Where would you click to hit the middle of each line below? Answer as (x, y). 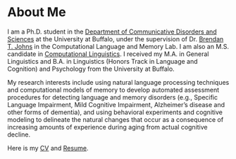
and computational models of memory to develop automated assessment (113, 90)
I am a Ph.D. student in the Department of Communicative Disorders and (112, 32)
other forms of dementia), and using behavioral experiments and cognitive (115, 112)
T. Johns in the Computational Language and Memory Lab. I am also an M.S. (118, 46)
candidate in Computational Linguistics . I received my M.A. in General (108, 54)
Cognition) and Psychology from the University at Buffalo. (91, 69)
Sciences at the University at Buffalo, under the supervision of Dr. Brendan (116, 39)
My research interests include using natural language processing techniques (118, 82)
